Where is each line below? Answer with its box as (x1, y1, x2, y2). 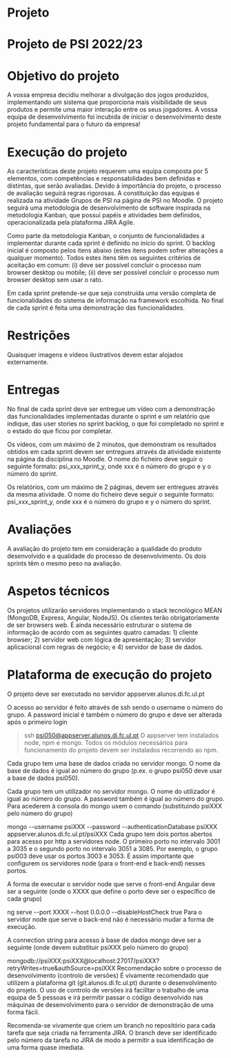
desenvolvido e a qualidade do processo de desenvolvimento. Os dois (7, 552, 207, 560)
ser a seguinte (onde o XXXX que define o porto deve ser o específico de (7, 887, 216, 895)
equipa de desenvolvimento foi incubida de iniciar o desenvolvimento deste (7, 112, 222, 121)
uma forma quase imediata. (7, 1043, 85, 1051)
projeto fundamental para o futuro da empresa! (7, 120, 141, 128)
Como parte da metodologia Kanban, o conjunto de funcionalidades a (7, 232, 205, 240)
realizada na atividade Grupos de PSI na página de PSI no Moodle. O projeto (7, 197, 223, 205)
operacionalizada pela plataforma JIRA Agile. (7, 219, 135, 227)
